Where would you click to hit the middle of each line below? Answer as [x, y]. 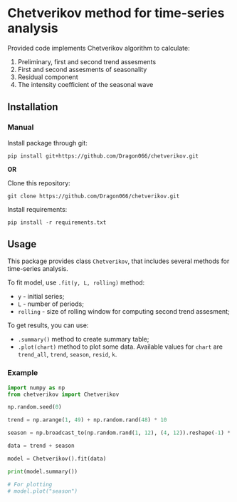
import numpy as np [36, 388]
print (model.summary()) [43, 471]
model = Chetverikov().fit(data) [57, 459]
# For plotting [30, 484]
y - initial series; [41, 297]
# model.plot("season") [43, 491]
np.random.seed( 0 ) [35, 407]
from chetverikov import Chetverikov [63, 394]
